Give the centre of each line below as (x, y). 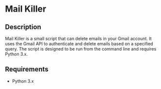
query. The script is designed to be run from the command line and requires (81, 49)
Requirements (27, 69)
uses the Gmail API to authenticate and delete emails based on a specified (79, 44)
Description (23, 27)
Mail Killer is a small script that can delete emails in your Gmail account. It (78, 38)
